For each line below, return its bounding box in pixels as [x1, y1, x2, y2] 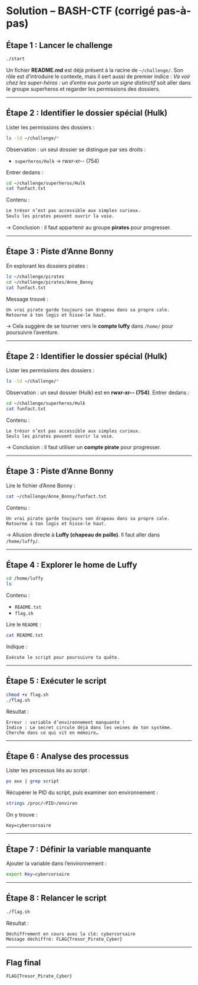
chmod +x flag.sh [6, 691, 49, 698]
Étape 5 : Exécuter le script [6, 676, 107, 686]
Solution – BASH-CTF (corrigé [6, 4, 155, 18]
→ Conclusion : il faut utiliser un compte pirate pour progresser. [6, 443, 161, 450]
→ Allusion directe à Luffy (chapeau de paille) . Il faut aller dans [6, 531, 160, 538]
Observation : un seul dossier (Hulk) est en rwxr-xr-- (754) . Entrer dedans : [6, 389, 190, 396]
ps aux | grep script [6, 778, 60, 784]
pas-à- [157, 4, 192, 18]
